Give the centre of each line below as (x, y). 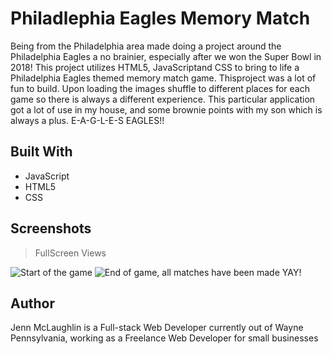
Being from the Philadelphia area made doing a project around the (146, 46)
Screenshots (51, 228)
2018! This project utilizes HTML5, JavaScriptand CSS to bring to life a (155, 67)
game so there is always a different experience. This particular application (163, 99)
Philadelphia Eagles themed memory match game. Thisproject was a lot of (163, 78)
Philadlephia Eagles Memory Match (160, 18)
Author (32, 303)
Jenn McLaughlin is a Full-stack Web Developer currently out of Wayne (157, 328)
